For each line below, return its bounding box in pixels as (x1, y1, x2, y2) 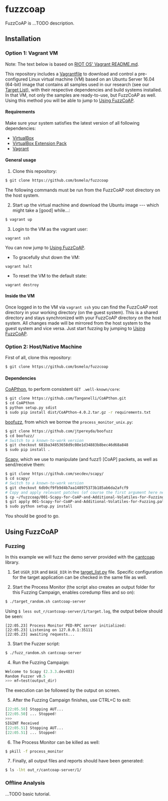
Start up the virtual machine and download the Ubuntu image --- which (12, 202, 159, 208)
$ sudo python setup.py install (5, 504, 72, 509)
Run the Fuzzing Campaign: (12, 659, 70, 665)
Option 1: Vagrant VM (5, 50, 58, 57)
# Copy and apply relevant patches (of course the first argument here (5, 490, 157, 495)
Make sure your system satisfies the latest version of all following (5, 120, 140, 126)
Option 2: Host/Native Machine (5, 343, 82, 350)
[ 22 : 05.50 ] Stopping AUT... (5, 707, 64, 712)
